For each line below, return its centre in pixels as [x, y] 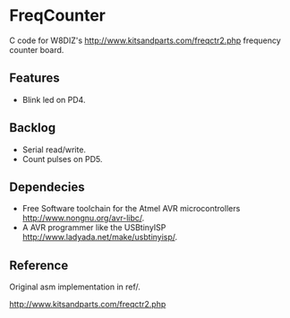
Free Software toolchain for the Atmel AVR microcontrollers [131, 209]
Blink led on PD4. [54, 99]
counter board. [37, 49]
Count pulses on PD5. [62, 159]
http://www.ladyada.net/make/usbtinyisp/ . [100, 237]
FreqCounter [57, 16]
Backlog [33, 128]
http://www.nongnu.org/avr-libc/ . [83, 218]
